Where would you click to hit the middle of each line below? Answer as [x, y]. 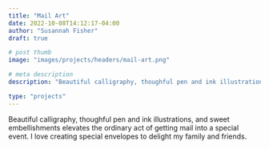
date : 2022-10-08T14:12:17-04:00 [64, 23]
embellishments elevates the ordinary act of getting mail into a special [124, 127]
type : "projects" [37, 96]
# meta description [41, 74]
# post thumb [30, 53]
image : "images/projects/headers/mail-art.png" [89, 60]
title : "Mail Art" [39, 16]
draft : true [28, 38]
